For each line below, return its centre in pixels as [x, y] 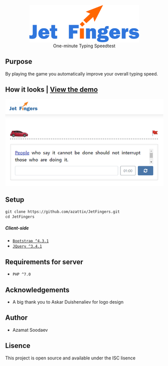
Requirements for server [44, 262]
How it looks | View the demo [52, 90]
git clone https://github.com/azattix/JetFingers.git [63, 212]
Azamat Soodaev [30, 330]
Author [16, 318]
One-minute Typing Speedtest [84, 46]
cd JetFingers [20, 217]
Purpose [19, 62]
